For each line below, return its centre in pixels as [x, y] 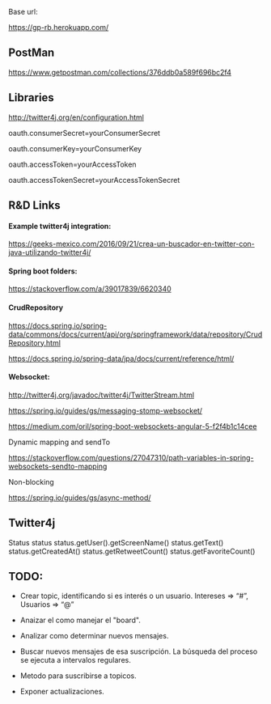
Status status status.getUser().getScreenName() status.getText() [116, 542]
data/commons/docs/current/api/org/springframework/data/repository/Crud [135, 334]
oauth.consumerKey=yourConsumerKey [75, 148]
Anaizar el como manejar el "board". [80, 620]
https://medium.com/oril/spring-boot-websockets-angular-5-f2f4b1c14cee [133, 426]
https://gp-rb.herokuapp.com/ [59, 27]
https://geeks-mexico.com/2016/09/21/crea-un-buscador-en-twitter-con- [131, 244]
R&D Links [34, 206]
